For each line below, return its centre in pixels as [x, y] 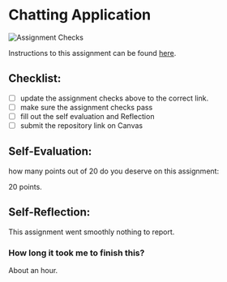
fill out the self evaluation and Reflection [87, 116]
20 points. [25, 186]
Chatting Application [80, 15]
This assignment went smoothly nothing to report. [92, 232]
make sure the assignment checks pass [86, 107]
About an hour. [33, 270]
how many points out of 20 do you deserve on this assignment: [114, 171]
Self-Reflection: [49, 212]
